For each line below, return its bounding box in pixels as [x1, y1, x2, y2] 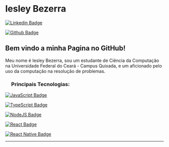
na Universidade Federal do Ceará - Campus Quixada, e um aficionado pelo [5, 62, 162, 68]
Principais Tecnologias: [11, 81, 70, 88]
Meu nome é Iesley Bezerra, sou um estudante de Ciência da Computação [5, 57, 159, 63]
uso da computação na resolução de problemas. [5, 68, 106, 74]
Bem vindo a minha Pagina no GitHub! [5, 44, 126, 53]
